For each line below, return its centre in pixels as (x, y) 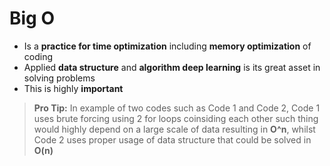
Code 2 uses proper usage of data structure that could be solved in (172, 139)
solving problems (59, 78)
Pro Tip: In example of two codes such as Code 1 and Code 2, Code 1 (177, 108)
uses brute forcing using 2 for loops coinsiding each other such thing (176, 118)
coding (38, 56)
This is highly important (73, 88)
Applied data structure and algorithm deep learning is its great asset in (172, 67)
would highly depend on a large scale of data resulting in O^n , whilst (174, 129)
